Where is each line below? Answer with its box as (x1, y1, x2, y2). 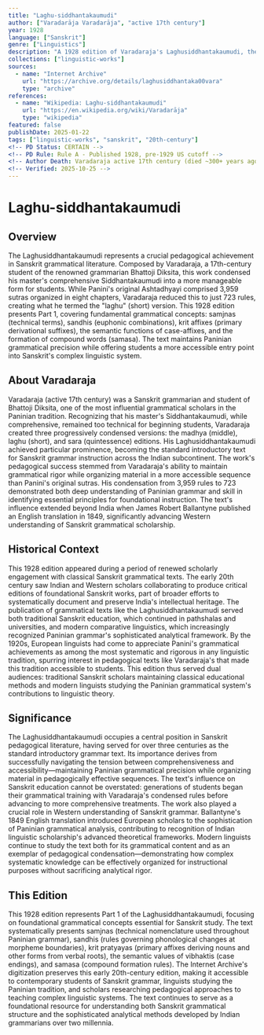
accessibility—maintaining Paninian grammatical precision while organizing (8, 765, 251, 775)
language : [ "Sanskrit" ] (8, 33, 86, 42)
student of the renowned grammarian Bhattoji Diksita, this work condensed (8, 268, 251, 277)
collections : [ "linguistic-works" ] (8, 56, 125, 64)
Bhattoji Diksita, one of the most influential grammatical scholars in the (8, 402, 236, 413)
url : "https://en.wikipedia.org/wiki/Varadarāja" (22, 107, 189, 115)
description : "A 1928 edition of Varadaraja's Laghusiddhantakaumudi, (8, 48, 244, 56)
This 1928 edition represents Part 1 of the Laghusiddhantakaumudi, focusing (8, 909, 255, 919)
